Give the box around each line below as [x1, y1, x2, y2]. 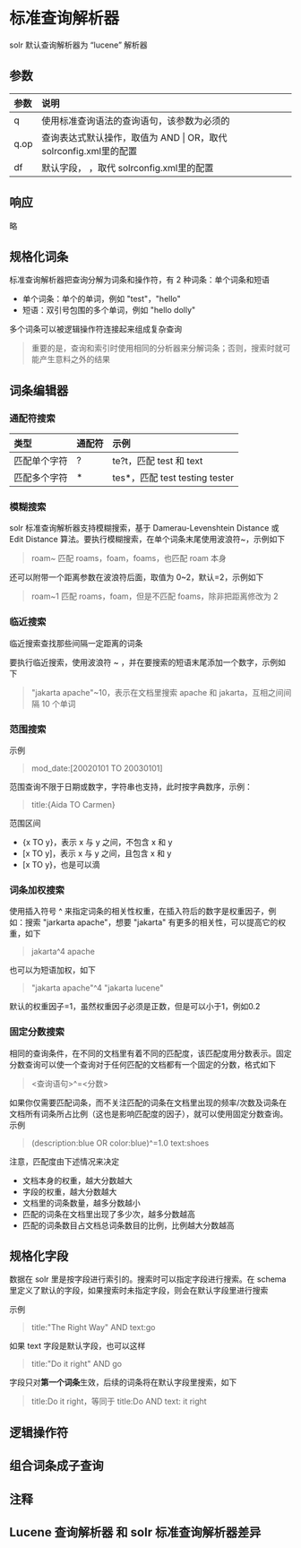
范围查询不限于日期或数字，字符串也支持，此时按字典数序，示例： [9, 781, 253, 791]
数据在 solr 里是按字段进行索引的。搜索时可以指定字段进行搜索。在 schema [9, 1274, 287, 1284]
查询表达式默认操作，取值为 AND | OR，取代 [41, 131, 228, 143]
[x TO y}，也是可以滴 [21, 859, 100, 869]
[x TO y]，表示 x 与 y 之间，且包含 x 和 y [21, 848, 172, 859]
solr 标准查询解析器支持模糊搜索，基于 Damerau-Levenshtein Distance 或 [9, 523, 279, 533]
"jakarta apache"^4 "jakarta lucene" [30, 982, 164, 993]
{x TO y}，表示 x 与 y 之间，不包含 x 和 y [21, 836, 173, 847]
